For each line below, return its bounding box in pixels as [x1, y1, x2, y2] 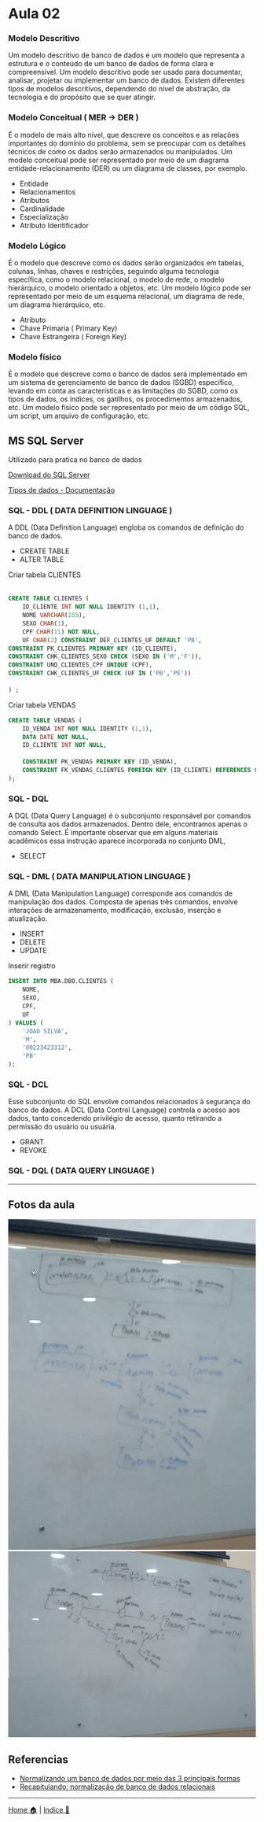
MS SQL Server [8, 434, 84, 447]
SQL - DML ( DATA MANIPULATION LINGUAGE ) [8, 871, 191, 882]
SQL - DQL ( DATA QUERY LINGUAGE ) [8, 1166, 155, 1177]
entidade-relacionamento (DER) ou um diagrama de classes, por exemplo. [8, 163, 247, 173]
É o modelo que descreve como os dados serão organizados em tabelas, [8, 258, 244, 268]
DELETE [19, 937, 46, 947]
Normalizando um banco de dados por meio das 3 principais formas [19, 1774, 241, 1783]
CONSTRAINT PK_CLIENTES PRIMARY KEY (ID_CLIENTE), [8, 645, 178, 652]
